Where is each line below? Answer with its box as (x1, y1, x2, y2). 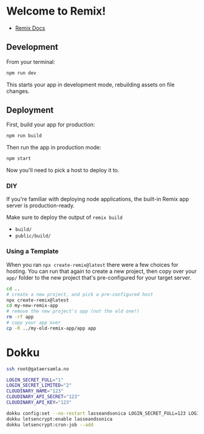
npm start (6, 156, 32, 162)
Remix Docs (15, 24, 46, 32)
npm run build (6, 133, 42, 139)
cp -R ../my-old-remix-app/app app (6, 325, 97, 331)
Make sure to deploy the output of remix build (6, 214, 123, 221)
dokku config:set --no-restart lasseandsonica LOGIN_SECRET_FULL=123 (6, 410, 186, 416)
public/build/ (15, 233, 51, 239)
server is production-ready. (6, 202, 75, 209)
